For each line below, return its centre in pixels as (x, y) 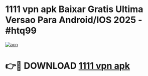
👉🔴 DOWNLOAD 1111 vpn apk (68, 66)
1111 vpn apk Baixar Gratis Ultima (74, 9)
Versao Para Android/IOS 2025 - (74, 20)
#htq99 (21, 31)
